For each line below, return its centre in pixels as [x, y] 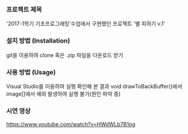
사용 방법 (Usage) [31, 72]
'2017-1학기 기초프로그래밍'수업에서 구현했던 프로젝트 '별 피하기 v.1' [86, 24]
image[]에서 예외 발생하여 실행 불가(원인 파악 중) [64, 94]
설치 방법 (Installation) [38, 41]
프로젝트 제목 [24, 9]
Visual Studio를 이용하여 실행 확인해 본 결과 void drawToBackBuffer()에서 [94, 86]
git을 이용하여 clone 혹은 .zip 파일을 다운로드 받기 [65, 55]
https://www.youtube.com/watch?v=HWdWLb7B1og [71, 124]
